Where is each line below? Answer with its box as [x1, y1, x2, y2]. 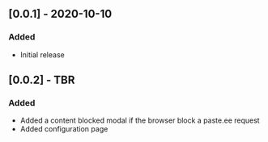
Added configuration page [19, 124, 108, 134]
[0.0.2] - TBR [8, 73, 75, 87]
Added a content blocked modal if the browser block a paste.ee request [19, 115, 261, 125]
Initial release [19, 49, 65, 60]
